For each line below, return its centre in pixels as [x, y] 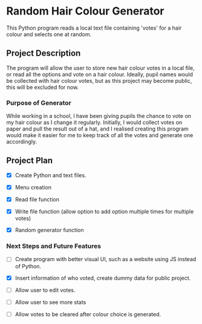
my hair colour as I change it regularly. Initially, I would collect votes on [94, 123]
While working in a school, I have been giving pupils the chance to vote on [99, 116]
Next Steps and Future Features [54, 246]
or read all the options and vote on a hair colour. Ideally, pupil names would [100, 74]
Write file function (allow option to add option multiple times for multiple [104, 212]
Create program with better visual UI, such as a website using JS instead [106, 259]
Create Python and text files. [50, 175]
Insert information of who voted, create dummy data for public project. [103, 278]
